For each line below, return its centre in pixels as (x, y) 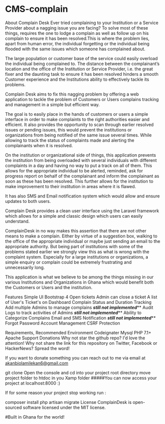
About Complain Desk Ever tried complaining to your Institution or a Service (82, 23)
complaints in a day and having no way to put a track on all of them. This (79, 165)
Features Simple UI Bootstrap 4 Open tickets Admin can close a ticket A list (81, 297)
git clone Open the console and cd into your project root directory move (78, 372)
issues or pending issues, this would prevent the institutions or (68, 130)
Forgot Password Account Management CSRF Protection (63, 323)
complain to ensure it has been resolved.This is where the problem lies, (77, 38)
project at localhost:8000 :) (33, 383)
